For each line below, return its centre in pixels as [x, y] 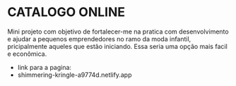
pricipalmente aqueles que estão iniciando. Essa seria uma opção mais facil [117, 46]
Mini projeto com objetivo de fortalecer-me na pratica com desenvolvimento [118, 31]
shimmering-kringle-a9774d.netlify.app [75, 75]
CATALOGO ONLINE [66, 12]
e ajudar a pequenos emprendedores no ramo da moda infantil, [99, 38]
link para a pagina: [45, 67]
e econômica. [27, 54]
